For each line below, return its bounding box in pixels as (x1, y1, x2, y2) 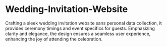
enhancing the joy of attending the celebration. (5, 36, 102, 42)
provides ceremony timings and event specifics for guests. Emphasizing (5, 25, 155, 31)
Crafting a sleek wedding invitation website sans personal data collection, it (5, 20, 162, 26)
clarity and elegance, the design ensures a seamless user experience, (5, 30, 151, 36)
